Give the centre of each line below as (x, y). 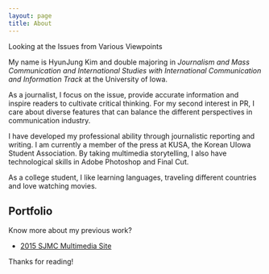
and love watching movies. (53, 185)
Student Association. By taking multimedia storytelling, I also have (118, 153)
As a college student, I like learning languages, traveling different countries (132, 177)
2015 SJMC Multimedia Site (66, 246)
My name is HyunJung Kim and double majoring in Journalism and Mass (129, 62)
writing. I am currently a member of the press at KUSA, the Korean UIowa (130, 144)
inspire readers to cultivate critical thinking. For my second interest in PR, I (132, 103)
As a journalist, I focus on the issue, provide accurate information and (124, 94)
